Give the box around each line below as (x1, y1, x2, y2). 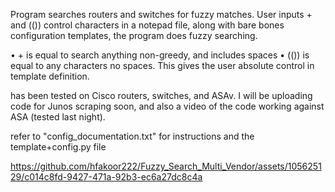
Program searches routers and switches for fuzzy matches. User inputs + (10, 9, 313, 20)
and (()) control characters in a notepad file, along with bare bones (10, 19, 285, 31)
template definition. (10, 70, 90, 82)
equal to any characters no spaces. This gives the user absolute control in (10, 60, 315, 71)
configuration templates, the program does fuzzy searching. (10, 30, 258, 41)
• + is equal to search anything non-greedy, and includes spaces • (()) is (10, 49, 310, 61)
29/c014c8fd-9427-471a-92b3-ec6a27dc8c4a (10, 171, 203, 183)
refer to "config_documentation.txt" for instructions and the (10, 130, 255, 142)
